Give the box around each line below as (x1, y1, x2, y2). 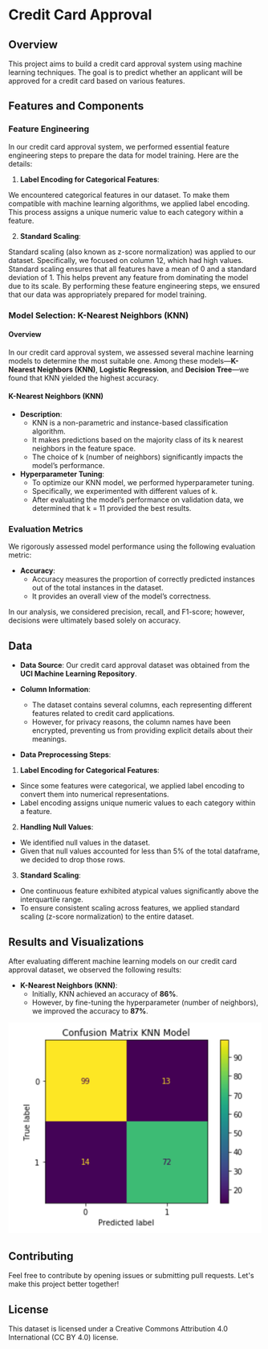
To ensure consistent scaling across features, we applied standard (19, 903, 240, 913)
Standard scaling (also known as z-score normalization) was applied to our (8, 247, 256, 257)
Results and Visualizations (8, 935, 144, 948)
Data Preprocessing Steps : (19, 750, 112, 759)
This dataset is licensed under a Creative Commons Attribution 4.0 (8, 1324, 229, 1334)
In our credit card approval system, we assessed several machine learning (8, 348, 254, 357)
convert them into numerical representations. (19, 790, 170, 800)
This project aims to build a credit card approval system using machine (8, 59, 242, 68)
